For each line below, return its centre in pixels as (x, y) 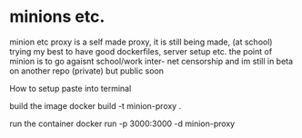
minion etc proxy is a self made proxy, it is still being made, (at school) (141, 42)
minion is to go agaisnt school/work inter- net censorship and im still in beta (151, 61)
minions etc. (57, 17)
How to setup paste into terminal (70, 88)
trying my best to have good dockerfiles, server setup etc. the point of (141, 51)
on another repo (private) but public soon (87, 71)
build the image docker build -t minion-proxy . (96, 105)
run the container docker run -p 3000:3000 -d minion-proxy (122, 123)
